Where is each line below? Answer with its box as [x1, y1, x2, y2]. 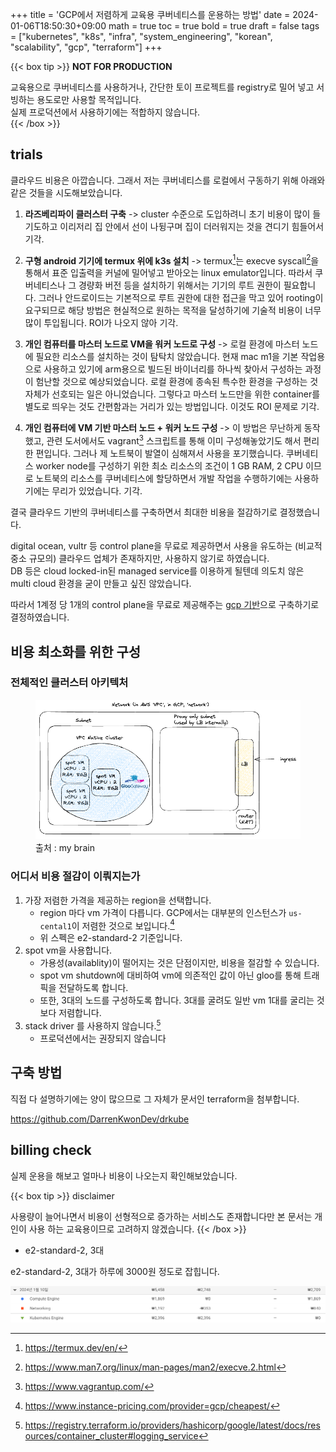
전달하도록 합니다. [58, 982, 129, 994]
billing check [10, 1142, 92, 1159]
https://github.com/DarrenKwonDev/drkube [10, 1113, 190, 1125]
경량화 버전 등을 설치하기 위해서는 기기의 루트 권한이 [78, 279, 282, 292]
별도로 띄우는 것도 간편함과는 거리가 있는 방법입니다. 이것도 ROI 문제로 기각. [24, 401, 320, 413]
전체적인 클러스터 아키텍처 [10, 676, 129, 690]
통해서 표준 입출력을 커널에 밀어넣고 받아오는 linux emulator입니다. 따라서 [24, 267, 313, 279]
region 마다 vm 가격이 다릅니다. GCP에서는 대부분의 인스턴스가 [39, 906, 287, 918]
